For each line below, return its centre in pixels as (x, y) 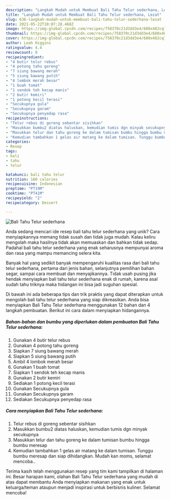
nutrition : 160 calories (32, 179)
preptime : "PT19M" (25, 189)
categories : (18, 142)
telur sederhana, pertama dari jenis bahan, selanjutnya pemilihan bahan (80, 268)
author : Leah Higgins (29, 43)
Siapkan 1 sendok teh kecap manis (49, 372)
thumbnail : (17, 33)
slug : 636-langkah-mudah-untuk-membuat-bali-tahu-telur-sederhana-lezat (84, 19)
